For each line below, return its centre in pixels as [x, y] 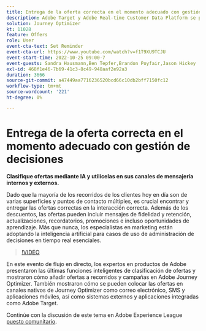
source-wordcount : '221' [38, 92]
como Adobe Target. [32, 303]
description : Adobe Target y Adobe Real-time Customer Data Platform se [101, 18]
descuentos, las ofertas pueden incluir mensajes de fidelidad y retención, [99, 214]
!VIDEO [30, 252]
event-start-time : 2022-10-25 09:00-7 [56, 58]
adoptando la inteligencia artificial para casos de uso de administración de [100, 234]
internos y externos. [33, 183]
